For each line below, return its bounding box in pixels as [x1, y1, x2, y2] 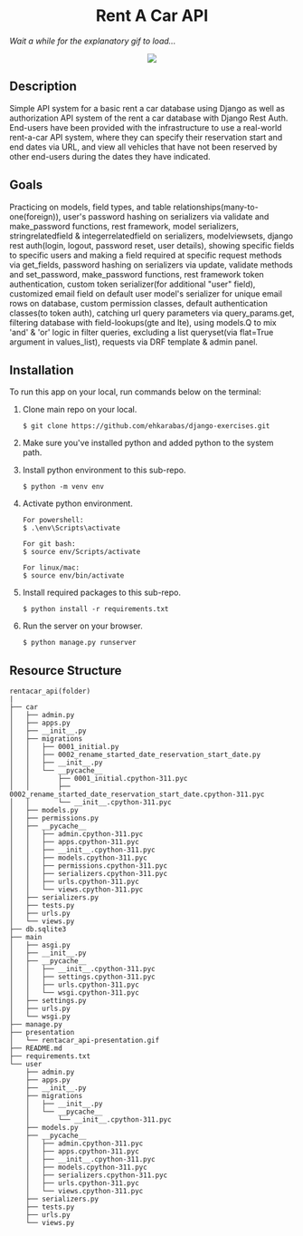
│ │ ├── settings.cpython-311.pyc [9, 972, 156, 982]
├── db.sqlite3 [9, 925, 67, 934]
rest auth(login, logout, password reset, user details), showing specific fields [9, 239, 295, 250]
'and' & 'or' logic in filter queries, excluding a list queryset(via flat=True [9, 326, 274, 337]
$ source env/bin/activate [22, 571, 125, 580]
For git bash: [22, 540, 76, 549]
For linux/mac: [22, 563, 80, 572]
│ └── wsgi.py [9, 1012, 71, 1021]
